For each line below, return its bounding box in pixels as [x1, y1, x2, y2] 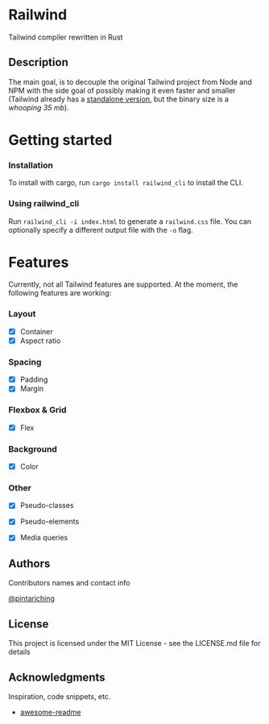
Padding [19, 374, 48, 384]
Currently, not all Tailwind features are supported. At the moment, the [8, 279, 238, 289]
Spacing [8, 356, 42, 367]
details [8, 647, 31, 657]
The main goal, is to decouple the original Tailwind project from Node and [8, 77, 252, 86]
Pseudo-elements [19, 517, 80, 527]
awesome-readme [19, 707, 81, 717]
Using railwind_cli [8, 198, 80, 209]
